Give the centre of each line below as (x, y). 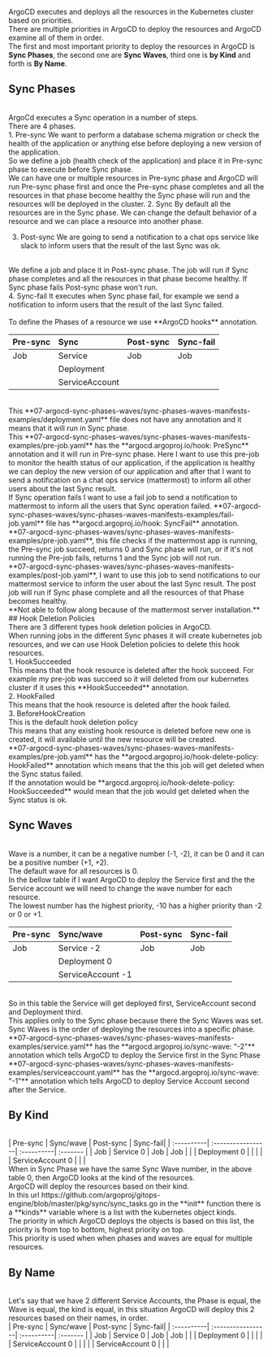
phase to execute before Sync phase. (71, 169)
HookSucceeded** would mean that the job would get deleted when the (129, 791)
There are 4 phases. (42, 126)
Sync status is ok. (38, 800)
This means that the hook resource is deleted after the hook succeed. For (131, 670)
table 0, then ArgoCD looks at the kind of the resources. (101, 1178)
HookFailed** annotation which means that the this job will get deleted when (136, 765)
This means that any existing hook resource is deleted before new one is (130, 731)
